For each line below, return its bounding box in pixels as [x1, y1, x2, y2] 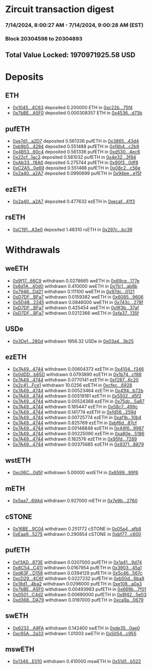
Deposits [5, 71, 44, 82]
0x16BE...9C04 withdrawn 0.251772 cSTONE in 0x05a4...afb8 [12, 525, 141, 532]
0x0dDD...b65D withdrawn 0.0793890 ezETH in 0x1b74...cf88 [12, 371, 142, 378]
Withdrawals [5, 244, 60, 256]
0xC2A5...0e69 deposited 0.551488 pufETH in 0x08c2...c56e [12, 165, 141, 171]
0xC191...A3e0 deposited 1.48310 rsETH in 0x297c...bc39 [12, 226, 133, 232]
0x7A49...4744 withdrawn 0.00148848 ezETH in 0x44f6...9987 [12, 425, 144, 431]
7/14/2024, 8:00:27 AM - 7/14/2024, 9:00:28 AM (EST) [5, 22, 143, 29]
